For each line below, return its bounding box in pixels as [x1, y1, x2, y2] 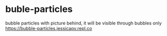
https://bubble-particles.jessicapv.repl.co [5, 25, 92, 31]
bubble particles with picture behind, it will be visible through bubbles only [5, 20, 162, 26]
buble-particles [5, 3, 73, 15]
